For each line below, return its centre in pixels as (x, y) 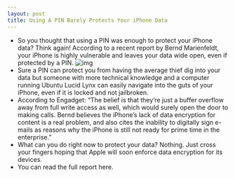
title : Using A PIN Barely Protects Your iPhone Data (88, 20)
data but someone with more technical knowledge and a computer (113, 77)
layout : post (26, 14)
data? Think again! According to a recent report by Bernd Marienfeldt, (118, 48)
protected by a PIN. (45, 62)
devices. (30, 159)
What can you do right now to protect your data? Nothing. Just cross (116, 144)
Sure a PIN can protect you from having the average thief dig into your (119, 70)
